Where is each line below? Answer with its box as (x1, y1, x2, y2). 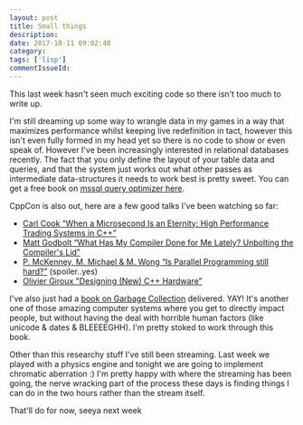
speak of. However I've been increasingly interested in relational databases (9, 144, 289, 155)
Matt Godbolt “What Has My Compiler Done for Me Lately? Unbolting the (22, 237, 294, 248)
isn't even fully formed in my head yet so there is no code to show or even (9, 135, 286, 146)
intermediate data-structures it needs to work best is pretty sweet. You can (9, 173, 289, 184)
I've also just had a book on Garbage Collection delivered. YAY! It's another (9, 293, 289, 304)
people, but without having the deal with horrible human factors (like (9, 312, 264, 323)
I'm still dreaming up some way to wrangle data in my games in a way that (9, 115, 285, 127)
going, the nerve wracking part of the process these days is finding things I (9, 377, 289, 389)
